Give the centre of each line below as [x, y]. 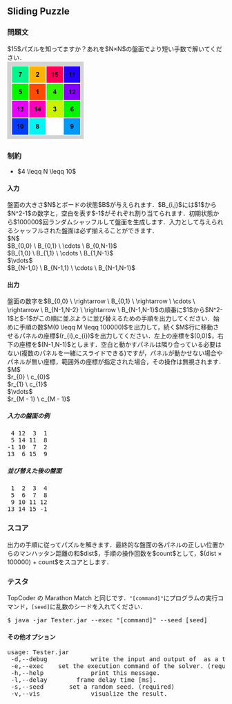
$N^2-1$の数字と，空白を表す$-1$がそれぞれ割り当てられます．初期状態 [110, 213]
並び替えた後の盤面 [35, 471]
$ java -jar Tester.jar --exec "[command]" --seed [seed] [107, 620]
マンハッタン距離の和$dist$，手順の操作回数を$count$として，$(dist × [120, 553]
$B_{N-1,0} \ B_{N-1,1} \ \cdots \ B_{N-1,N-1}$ [71, 268]
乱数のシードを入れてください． [101, 606]
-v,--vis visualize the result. [89, 694]
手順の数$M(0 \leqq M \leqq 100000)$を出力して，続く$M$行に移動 [116, 327]
